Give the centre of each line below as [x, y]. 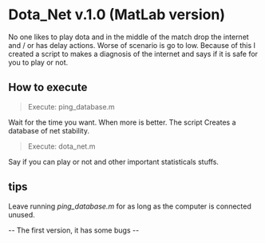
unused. [22, 214]
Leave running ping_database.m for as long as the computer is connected [130, 206]
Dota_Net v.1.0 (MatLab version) [117, 15]
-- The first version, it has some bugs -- [74, 230]
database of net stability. [49, 130]
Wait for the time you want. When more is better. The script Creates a [123, 122]
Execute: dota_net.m [61, 146]
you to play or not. [38, 62]
